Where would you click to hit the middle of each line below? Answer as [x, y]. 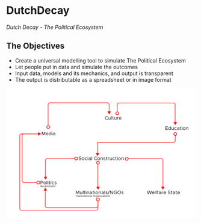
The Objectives [36, 46]
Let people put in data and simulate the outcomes [76, 67]
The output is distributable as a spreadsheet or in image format [93, 79]
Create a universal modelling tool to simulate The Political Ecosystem [100, 60]
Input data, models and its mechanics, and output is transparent [94, 73]
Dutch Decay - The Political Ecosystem [55, 27]
